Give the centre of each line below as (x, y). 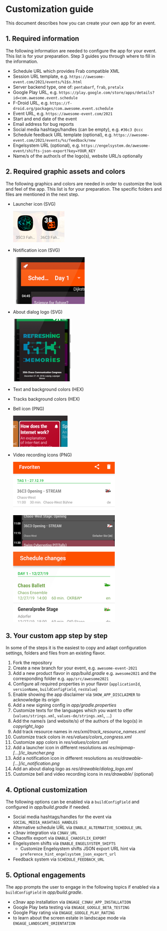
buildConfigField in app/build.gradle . (44, 892)
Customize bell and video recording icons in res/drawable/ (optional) (83, 774)
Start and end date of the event (45, 119)
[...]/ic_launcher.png (34, 753)
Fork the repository (33, 663)
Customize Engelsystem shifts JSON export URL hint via (78, 849)
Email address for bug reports (43, 124)
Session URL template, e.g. (41, 76)
